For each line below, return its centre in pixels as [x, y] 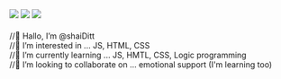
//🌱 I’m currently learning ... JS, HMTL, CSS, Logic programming [128, 55]
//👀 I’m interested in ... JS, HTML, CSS [80, 45]
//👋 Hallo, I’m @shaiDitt [52, 36]
